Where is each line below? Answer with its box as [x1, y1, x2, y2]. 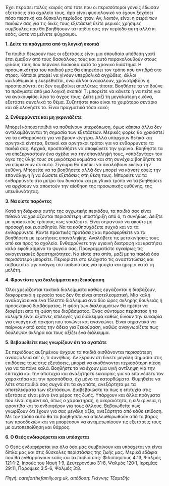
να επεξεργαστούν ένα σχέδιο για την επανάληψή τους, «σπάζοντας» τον [5, 151, 162, 157]
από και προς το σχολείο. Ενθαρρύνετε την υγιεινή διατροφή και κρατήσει [5, 240, 162, 246]
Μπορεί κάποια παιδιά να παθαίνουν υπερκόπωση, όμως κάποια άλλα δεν [5, 124, 162, 130]
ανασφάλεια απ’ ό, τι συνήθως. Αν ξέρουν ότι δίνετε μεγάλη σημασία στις [5, 355, 162, 360]
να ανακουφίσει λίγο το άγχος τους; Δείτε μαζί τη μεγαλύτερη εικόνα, [5, 93, 154, 100]
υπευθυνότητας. [5, 188, 40, 194]
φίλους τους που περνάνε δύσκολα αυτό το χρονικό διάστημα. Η [5, 62, 142, 67]
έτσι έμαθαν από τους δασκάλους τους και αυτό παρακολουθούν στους [5, 56, 157, 62]
